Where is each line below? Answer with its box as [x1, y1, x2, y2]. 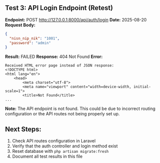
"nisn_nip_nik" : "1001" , [9, 36, 60, 41]
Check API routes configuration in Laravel [12, 138, 96, 144]
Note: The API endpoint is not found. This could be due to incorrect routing [5, 106, 156, 111]
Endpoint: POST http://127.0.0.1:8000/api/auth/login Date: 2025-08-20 [5, 17, 147, 22]
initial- [133, 85, 151, 90]
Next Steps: [5, 125, 41, 133]
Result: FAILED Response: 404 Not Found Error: [5, 54, 103, 60]
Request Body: [5, 22, 36, 28]
